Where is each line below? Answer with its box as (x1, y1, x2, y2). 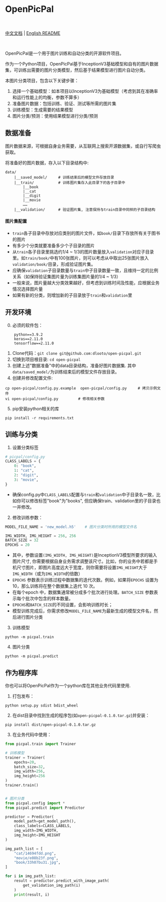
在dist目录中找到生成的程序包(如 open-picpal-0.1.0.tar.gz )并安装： (12, 712, 150, 718)
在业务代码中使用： (12, 732, 52, 738)
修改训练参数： (12, 515, 43, 520)
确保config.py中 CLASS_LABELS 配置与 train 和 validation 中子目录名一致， (12, 491, 157, 497)
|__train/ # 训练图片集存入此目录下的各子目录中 (14, 180, 125, 185)
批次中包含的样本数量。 (25, 595, 73, 601)
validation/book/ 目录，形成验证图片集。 (12, 261, 96, 267)
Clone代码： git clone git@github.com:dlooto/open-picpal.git (12, 350, 142, 356)
